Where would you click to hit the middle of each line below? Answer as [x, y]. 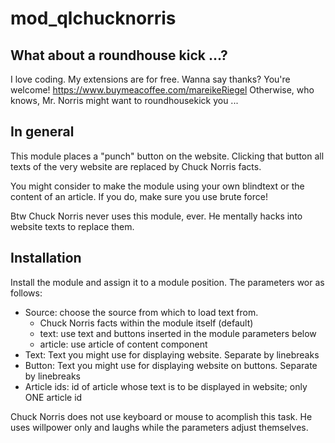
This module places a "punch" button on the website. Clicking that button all [167, 156]
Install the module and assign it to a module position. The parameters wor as [167, 282]
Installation [46, 258]
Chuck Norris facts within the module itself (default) [146, 323]
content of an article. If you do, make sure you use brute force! [139, 196]
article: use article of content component [123, 344]
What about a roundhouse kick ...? [119, 55]
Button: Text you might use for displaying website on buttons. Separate [171, 365]
